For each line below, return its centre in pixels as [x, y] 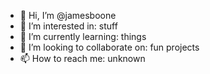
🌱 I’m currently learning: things [83, 36]
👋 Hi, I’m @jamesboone [68, 15]
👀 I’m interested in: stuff [68, 26]
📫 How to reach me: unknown [82, 58]
